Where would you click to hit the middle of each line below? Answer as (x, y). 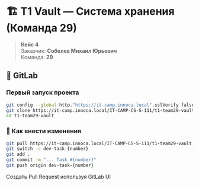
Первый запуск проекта (43, 92)
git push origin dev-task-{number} (50, 166)
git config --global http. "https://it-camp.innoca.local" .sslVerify (92, 105)
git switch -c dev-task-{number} (47, 149)
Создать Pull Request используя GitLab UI (59, 177)
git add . (18, 155)
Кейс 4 (30, 44)
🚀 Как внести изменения (44, 131)
